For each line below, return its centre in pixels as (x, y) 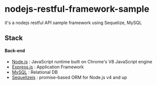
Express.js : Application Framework (48, 67)
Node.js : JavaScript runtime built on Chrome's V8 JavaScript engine (82, 61)
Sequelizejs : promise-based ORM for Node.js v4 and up (69, 77)
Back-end (15, 51)
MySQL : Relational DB (35, 72)
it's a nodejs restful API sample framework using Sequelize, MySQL (73, 23)
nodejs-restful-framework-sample (77, 9)
